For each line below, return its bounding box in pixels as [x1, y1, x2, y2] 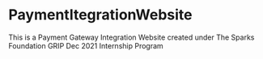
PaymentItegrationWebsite [8, 6, 193, 24]
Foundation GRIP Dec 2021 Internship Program [8, 40, 163, 50]
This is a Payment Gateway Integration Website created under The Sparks [8, 32, 255, 42]
